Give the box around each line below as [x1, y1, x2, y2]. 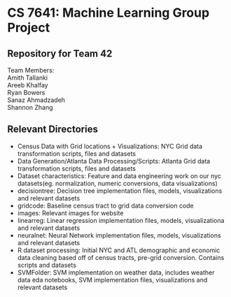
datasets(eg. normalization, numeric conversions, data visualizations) [17, 179, 218, 187]
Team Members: [7, 66, 55, 74]
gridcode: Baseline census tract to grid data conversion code [17, 201, 194, 210]
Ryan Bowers [7, 89, 45, 96]
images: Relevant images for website [17, 208, 124, 217]
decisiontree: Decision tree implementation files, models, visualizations [17, 187, 223, 195]
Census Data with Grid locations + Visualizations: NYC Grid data [17, 142, 203, 150]
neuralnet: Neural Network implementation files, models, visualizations [17, 231, 222, 239]
